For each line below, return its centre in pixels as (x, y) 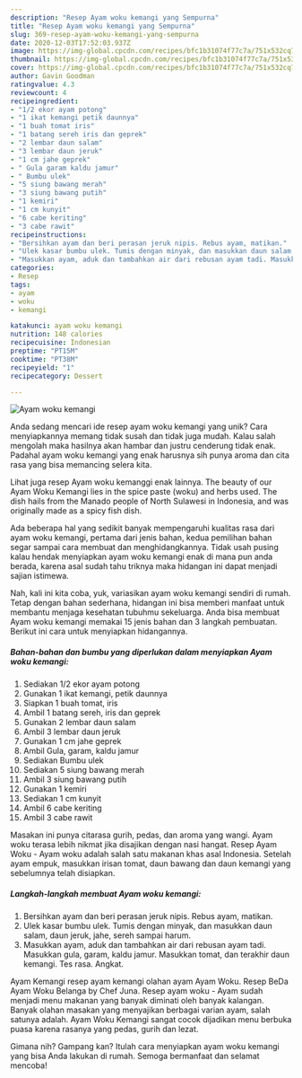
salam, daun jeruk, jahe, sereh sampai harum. (107, 935)
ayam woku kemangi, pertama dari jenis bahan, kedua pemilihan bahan (141, 538)
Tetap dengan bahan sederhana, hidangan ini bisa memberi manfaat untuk (147, 603)
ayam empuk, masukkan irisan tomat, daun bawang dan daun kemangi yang (151, 863)
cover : (22, 68)
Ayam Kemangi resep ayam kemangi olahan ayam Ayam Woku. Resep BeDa (150, 982)
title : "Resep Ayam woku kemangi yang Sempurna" (103, 26)
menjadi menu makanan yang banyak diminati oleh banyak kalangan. (137, 1001)
